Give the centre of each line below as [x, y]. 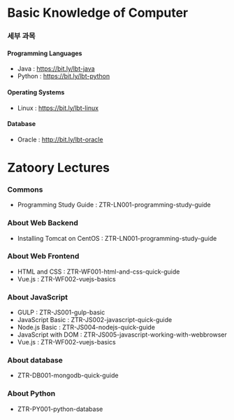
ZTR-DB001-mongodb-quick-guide [68, 375]
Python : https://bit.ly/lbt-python [64, 76]
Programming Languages [45, 53]
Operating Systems [36, 92]
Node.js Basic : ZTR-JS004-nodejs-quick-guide [86, 328]
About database [35, 360]
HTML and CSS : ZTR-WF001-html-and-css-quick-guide [98, 272]
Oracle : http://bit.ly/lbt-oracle [60, 139]
